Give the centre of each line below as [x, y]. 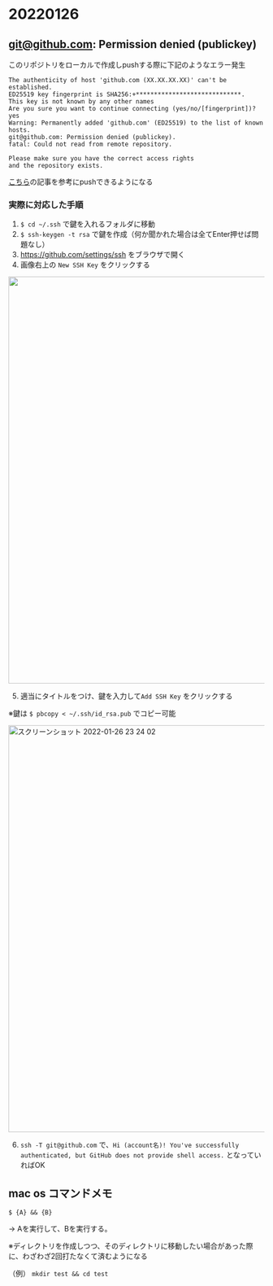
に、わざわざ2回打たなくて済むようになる [78, 1256]
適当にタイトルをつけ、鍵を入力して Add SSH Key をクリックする [126, 696]
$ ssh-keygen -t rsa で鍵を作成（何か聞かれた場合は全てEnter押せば [136, 234]
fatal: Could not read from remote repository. [91, 144]
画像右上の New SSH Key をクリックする [85, 265]
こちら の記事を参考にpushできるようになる [81, 182]
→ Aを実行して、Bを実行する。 [60, 1229]
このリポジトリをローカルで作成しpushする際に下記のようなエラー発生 [127, 65]
